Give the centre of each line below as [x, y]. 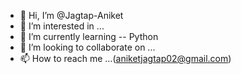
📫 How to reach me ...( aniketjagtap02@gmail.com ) [125, 58]
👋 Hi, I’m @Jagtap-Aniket [71, 15]
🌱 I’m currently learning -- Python [89, 36]
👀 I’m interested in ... [62, 26]
